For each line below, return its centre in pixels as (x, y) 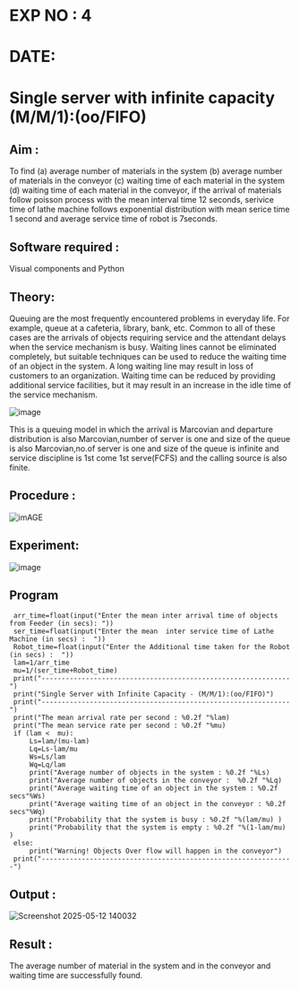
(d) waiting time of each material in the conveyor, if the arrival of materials (146, 190)
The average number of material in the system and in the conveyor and (140, 966)
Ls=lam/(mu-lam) (60, 742)
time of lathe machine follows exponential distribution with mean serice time (150, 209)
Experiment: (44, 546)
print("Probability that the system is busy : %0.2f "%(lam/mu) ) (155, 820)
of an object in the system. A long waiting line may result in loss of (131, 366)
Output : (33, 894)
